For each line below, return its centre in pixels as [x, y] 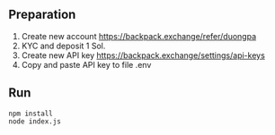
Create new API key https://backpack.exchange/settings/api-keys [143, 55]
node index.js [35, 121]
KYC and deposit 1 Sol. [63, 46]
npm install [31, 114]
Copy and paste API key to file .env [86, 64]
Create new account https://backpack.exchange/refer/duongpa [139, 36]
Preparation [42, 15]
